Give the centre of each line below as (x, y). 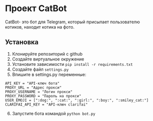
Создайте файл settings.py (40, 69)
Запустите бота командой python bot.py (54, 113)
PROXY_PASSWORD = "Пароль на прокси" (43, 96)
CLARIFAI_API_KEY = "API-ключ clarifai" (47, 105)
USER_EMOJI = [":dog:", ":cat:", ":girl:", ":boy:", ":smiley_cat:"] (77, 100)
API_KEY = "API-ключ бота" (32, 83)
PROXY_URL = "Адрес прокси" (34, 88)
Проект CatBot (36, 8)
